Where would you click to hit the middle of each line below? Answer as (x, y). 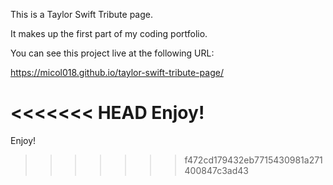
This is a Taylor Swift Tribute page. (81, 14)
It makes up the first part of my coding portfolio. (109, 33)
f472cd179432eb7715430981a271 (253, 160)
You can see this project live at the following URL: (112, 53)
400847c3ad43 (216, 170)
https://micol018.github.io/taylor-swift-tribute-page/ (117, 72)
